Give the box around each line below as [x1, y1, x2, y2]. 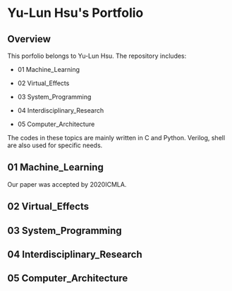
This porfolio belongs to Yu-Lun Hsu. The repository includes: [7, 51, 187, 60]
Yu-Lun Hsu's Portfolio [7, 5, 144, 21]
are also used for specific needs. [7, 141, 103, 149]
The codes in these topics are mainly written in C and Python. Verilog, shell [7, 134, 226, 142]
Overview [7, 33, 51, 45]
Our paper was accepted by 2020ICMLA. [7, 180, 127, 188]
